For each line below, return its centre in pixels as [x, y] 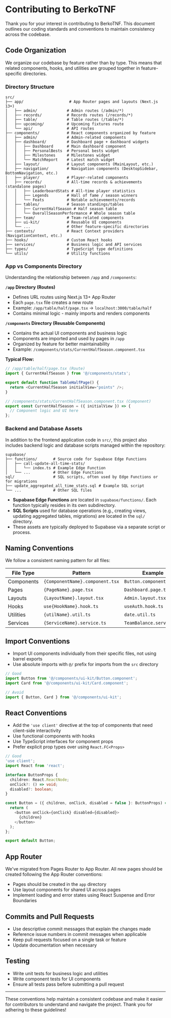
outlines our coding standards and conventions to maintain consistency [80, 29]
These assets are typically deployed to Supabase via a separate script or [89, 527]
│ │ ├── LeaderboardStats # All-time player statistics [70, 191]
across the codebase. [28, 34]
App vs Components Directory [44, 266]
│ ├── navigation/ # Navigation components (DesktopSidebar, [82, 169]
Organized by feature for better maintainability [61, 344]
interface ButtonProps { [32, 775]
